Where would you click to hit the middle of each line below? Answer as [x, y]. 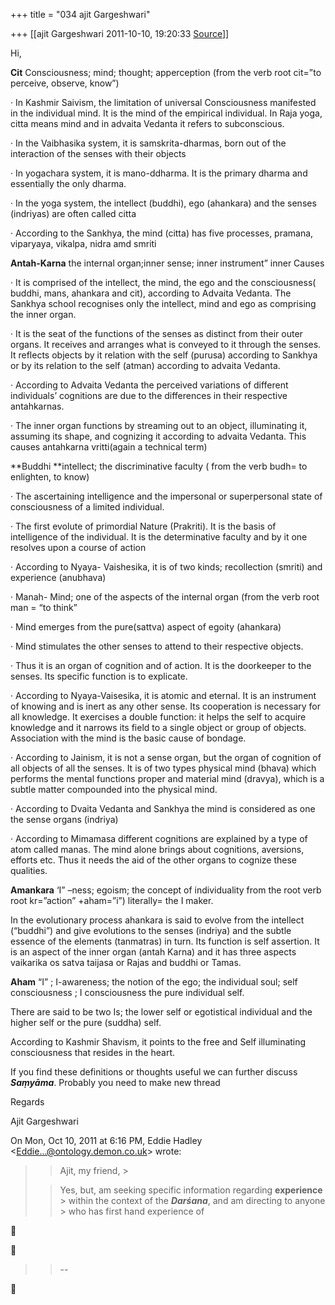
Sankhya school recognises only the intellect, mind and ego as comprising [163, 303]
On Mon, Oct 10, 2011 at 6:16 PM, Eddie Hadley [106, 1140]
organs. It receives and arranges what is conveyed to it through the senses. [166, 344]
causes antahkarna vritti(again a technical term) [109, 447]
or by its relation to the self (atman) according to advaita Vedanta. [145, 365]
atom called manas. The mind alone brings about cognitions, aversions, [157, 849]
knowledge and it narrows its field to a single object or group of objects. [158, 727]
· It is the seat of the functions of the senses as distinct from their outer [156, 333]
